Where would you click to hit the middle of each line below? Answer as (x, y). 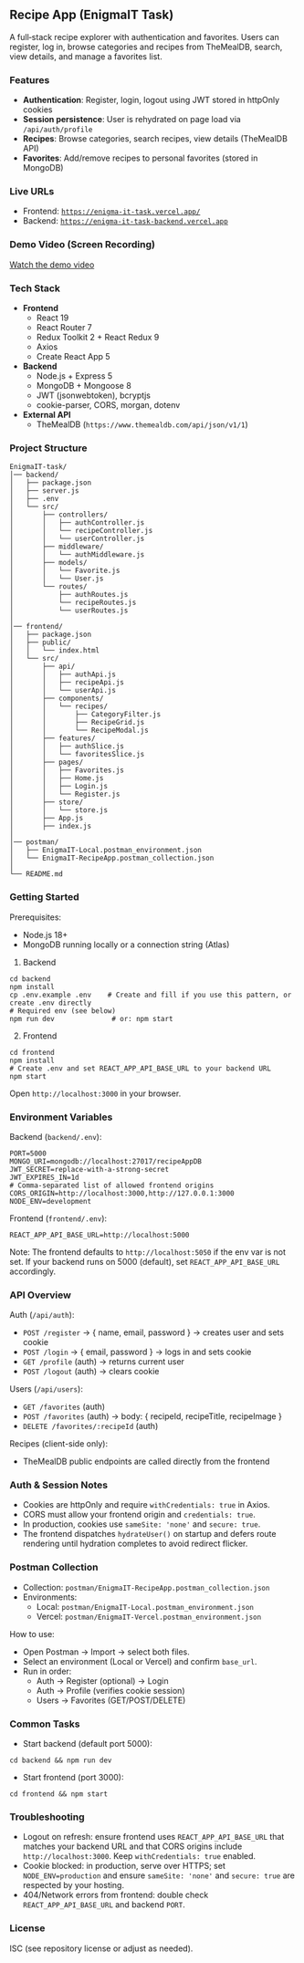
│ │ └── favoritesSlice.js (77, 755)
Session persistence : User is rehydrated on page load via (132, 120)
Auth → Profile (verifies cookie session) (110, 1690)
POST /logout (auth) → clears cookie (91, 1372)
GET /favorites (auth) (64, 1407)
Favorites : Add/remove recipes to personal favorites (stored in (140, 158)
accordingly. (33, 1271)
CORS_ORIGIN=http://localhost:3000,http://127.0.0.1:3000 (122, 1193)
